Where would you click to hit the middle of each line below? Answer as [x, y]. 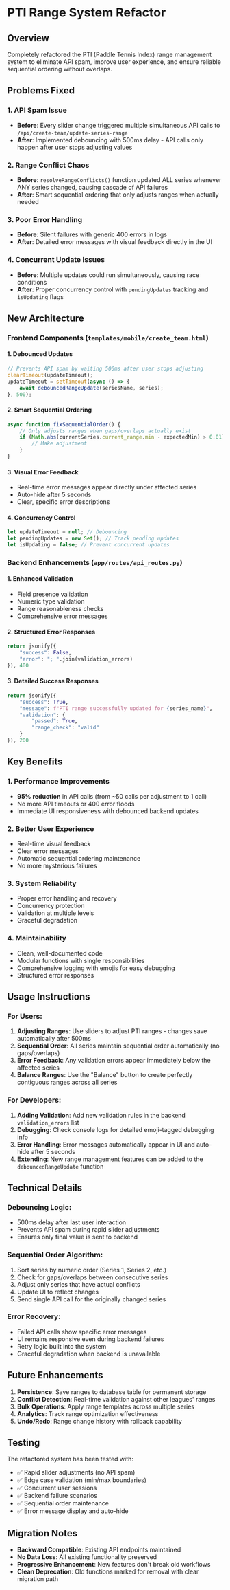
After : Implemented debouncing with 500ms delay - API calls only [110, 140]
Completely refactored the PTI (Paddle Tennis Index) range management [110, 54]
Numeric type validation [51, 601]
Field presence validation [52, 594]
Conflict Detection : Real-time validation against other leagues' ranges [116, 1399]
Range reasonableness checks [60, 609]
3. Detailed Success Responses [53, 681]
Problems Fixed [41, 91]
